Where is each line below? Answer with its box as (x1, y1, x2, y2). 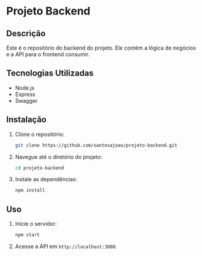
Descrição (6, 28, 46, 39)
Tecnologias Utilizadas (6, 68, 94, 78)
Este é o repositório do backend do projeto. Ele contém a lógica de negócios (6, 44, 196, 51)
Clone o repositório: (14, 130, 65, 138)
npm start (14, 232, 40, 238)
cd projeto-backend (14, 165, 65, 171)
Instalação (6, 115, 47, 125)
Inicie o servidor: (14, 220, 57, 228)
